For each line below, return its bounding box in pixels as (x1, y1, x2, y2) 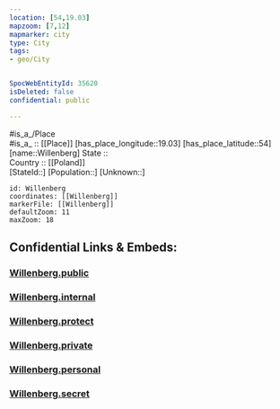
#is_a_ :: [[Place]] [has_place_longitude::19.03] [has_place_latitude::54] (9, 138, 272, 148)
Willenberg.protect (9, 315, 94, 327)
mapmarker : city (9, 30, 70, 39)
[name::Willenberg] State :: (9, 147, 109, 158)
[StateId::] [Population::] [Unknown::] (9, 166, 145, 177)
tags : (9, 47, 30, 56)
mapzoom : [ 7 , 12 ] (9, 22, 70, 31)
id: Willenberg (9, 183, 66, 193)
